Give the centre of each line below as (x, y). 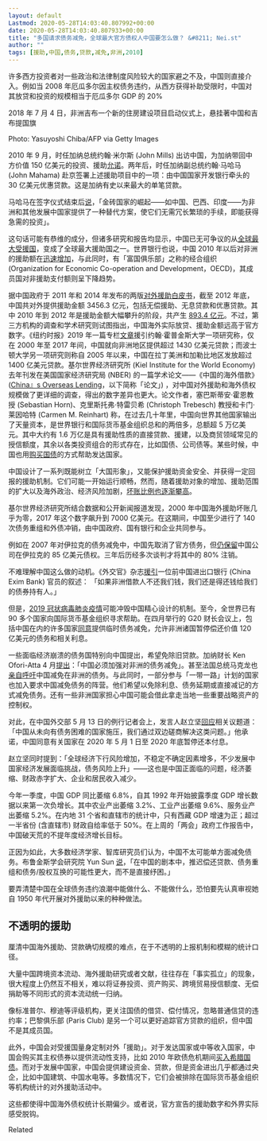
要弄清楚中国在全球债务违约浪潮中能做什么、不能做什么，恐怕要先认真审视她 (133, 889)
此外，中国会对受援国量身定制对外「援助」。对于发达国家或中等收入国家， (128, 1047)
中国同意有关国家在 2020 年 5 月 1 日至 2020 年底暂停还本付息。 (127, 741)
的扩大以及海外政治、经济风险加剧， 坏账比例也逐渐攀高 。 (102, 491)
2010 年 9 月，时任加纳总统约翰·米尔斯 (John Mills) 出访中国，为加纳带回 (127, 155)
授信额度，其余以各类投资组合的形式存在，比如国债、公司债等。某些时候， (130, 444)
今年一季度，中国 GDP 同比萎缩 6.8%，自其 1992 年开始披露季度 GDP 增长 (130, 795)
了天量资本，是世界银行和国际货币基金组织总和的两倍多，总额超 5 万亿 (124, 425)
